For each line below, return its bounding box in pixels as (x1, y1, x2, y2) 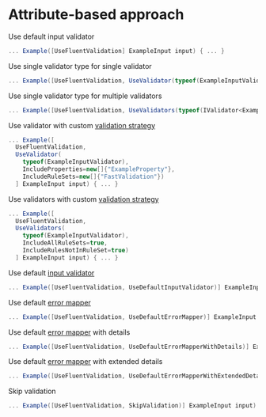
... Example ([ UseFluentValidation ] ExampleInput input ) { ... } (8, 47, 225, 55)
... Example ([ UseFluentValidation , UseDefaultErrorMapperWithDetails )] (8, 343, 249, 351)
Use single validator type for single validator (8, 61, 152, 70)
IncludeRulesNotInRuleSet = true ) (22, 247, 129, 255)
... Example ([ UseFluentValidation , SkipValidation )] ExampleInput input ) (8, 402, 257, 410)
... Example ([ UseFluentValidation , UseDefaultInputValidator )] (8, 283, 222, 291)
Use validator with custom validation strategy (8, 120, 156, 130)
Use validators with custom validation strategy (8, 194, 160, 203)
